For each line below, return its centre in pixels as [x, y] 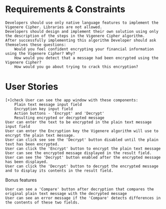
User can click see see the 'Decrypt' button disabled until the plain [82, 140]
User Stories [32, 87]
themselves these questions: [36, 45]
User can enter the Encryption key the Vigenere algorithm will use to [82, 131]
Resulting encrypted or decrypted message [59, 118]
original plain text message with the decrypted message [66, 193]
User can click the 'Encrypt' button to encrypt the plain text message [83, 149]
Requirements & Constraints [65, 9]
